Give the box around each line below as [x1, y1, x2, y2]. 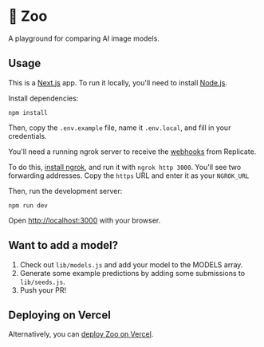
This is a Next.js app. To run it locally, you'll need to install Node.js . [8, 77, 227, 87]
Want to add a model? [8, 239, 118, 252]
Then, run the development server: [8, 186, 123, 195]
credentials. [8, 131, 47, 140]
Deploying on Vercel [8, 308, 112, 321]
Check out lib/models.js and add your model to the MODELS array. [19, 259, 243, 270]
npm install [8, 108, 48, 116]
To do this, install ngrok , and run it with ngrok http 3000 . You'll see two [8, 162, 242, 172]
